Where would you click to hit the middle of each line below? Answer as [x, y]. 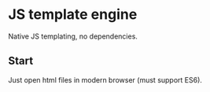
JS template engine [73, 15]
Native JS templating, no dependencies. [73, 36]
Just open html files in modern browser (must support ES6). [105, 79]
